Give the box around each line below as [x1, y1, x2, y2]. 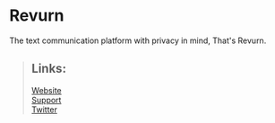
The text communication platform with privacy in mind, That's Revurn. [9, 35, 267, 46]
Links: [30, 61, 67, 76]
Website [30, 84, 63, 95]
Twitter [30, 104, 58, 115]
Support [30, 94, 62, 105]
